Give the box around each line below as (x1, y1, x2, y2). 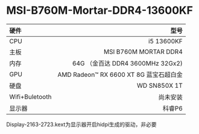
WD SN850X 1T (136, 81, 183, 90)
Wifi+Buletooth (9, 93, 52, 101)
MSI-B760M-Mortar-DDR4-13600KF (6, 4, 193, 17)
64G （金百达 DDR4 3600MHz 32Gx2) (72, 59, 183, 67)
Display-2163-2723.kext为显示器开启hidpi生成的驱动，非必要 (6, 121, 157, 128)
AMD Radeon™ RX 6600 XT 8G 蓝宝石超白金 (57, 70, 183, 79)
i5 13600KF (148, 37, 183, 45)
